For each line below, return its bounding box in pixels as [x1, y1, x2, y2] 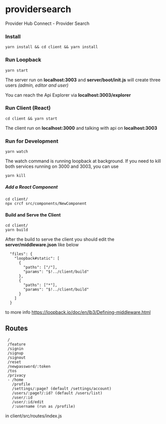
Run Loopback [5, 56, 41, 63]
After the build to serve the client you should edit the [5, 236, 115, 242]
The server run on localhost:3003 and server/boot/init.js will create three [5, 77, 161, 83]
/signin [7, 346, 24, 351]
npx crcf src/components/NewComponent [5, 201, 87, 206]
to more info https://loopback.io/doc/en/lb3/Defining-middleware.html [5, 309, 151, 315]
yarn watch [5, 149, 28, 154]
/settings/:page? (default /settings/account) [12, 386, 112, 392]
